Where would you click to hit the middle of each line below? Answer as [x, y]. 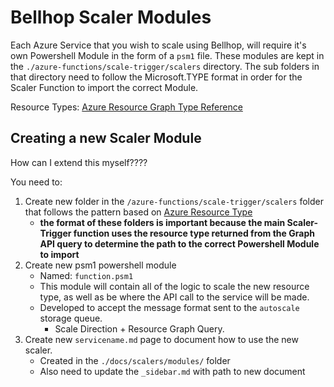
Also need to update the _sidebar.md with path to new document [172, 371]
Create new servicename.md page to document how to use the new [161, 339]
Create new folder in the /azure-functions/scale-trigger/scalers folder [174, 201]
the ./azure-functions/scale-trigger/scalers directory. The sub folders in [165, 66]
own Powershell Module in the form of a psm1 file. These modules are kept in [167, 55]
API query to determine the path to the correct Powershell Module [179, 243]
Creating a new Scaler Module [106, 138]
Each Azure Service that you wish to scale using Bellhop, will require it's [158, 45]
